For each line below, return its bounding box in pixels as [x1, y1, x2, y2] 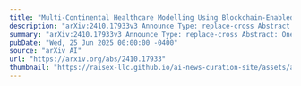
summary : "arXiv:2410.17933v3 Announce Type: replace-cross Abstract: [9, 30, 279, 39]
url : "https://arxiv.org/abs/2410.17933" [9, 55, 167, 64]
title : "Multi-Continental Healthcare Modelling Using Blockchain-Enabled [9, 13, 295, 22]
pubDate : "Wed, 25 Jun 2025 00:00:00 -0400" [9, 38, 178, 47]
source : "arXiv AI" [9, 47, 82, 56]
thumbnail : [9, 64, 50, 73]
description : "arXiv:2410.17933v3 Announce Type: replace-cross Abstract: [9, 21, 295, 30]
